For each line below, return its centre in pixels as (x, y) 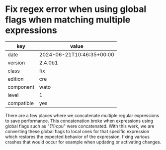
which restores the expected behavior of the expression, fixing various (78, 137)
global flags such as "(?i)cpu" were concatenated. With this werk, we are (80, 126)
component (21, 87)
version (16, 62)
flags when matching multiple (68, 20)
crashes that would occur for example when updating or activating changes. (83, 142)
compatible (21, 103)
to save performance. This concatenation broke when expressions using (79, 121)
